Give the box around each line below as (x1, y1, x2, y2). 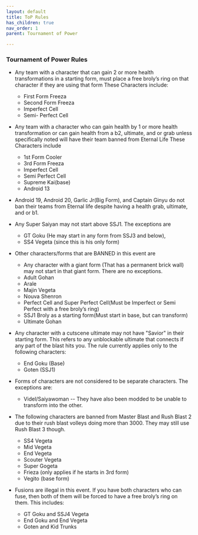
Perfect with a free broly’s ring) (23, 306, 99, 313)
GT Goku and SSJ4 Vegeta (23, 511, 89, 518)
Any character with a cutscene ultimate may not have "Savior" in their (14, 329, 184, 337)
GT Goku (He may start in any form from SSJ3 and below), (23, 232, 166, 239)
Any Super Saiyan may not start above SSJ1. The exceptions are (14, 220, 171, 228)
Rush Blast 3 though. (14, 426, 66, 433)
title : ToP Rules (6, 14, 49, 20)
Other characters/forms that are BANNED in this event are (14, 250, 155, 257)
